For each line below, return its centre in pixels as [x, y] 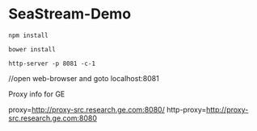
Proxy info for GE [37, 94]
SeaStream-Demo [70, 14]
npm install [28, 35]
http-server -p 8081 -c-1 [52, 63]
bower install [32, 49]
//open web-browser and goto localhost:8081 [84, 78]
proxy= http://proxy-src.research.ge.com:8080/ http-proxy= [107, 109]
